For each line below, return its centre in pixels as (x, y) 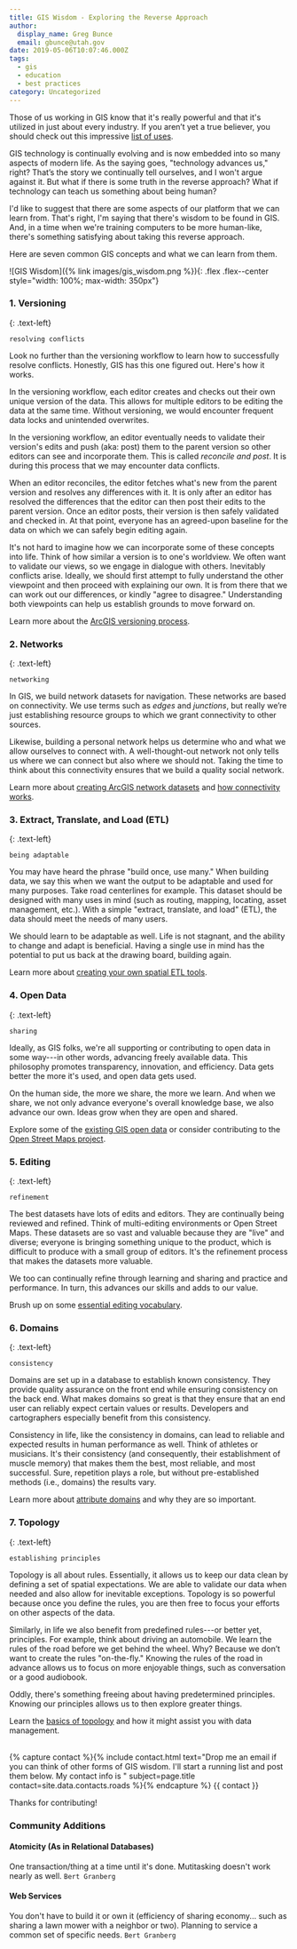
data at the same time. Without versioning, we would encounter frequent (141, 411)
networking (29, 680)
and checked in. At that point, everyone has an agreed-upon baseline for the (149, 520)
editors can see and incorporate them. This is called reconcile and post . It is (148, 456)
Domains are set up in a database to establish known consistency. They (140, 1380)
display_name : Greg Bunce (65, 34)
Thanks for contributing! (53, 1802)
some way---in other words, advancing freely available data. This (129, 1057)
